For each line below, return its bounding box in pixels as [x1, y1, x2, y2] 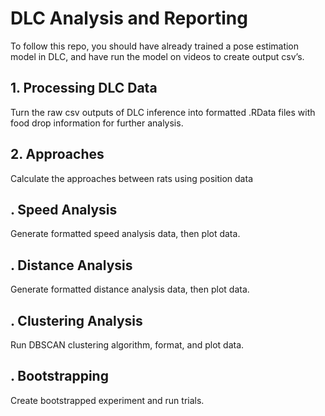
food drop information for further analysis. [10, 117, 184, 129]
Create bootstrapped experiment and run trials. [10, 394, 205, 406]
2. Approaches [10, 146, 105, 163]
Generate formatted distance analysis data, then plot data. [10, 283, 250, 296]
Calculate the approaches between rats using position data [10, 172, 253, 184]
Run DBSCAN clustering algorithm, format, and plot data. [10, 339, 245, 351]
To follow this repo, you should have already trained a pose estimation [10, 40, 300, 52]
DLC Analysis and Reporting [10, 7, 248, 30]
